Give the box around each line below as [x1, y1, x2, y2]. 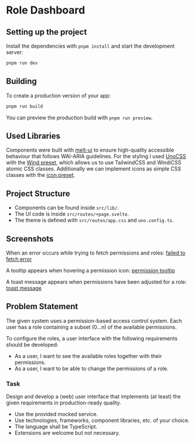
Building [6, 76, 37, 86]
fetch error [6, 256, 32, 262]
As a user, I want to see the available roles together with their [14, 352, 162, 359]
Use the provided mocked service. [14, 411, 98, 418]
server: [6, 49, 23, 56]
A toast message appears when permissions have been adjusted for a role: [6, 279, 187, 285]
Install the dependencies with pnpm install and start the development [6, 42, 175, 49]
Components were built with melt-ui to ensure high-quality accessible [6, 146, 175, 153]
